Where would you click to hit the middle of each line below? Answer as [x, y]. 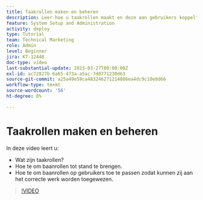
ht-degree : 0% [24, 96]
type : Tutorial [25, 34]
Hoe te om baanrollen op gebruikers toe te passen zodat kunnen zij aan [104, 172]
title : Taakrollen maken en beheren [52, 12]
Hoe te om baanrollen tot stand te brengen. [69, 166]
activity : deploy [28, 29]
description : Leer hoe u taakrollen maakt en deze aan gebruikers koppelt [102, 18]
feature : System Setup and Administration [60, 23]
